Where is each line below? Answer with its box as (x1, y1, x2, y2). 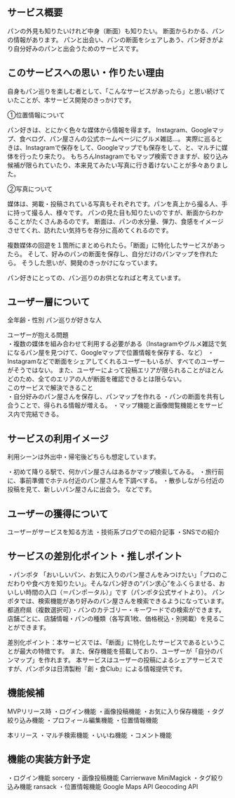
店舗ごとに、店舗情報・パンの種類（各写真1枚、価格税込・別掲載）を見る (7, 614, 219, 623)
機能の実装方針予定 (7, 754, 90, 766)
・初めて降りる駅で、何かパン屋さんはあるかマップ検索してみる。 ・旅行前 (7, 467, 224, 476)
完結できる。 (25, 410, 63, 419)
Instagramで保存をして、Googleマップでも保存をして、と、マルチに (25, 143, 222, 151)
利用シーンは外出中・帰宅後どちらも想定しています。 (7, 452, 160, 461)
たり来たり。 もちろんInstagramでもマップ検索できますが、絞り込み (31, 152, 229, 160)
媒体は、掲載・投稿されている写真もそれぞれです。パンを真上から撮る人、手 (7, 199, 228, 208)
